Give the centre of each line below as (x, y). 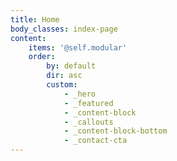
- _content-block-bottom (115, 131)
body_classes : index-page (64, 29)
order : (42, 57)
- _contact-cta (95, 141)
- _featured (88, 103)
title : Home (35, 19)
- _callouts (88, 122)
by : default (71, 66)
